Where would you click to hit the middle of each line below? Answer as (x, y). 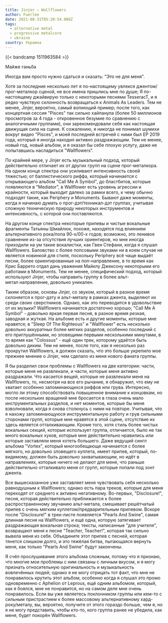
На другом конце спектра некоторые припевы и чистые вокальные (78, 223)
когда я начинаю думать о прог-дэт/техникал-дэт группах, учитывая (79, 203)
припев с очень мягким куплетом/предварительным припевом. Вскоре (82, 509)
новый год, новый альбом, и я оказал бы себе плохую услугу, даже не (81, 145)
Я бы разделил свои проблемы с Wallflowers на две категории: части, (80, 366)
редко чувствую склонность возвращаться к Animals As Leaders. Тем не (83, 102)
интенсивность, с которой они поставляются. (54, 213)
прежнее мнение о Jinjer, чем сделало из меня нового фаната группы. (81, 356)
